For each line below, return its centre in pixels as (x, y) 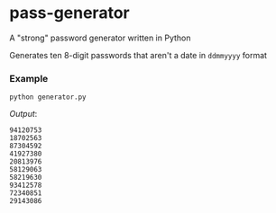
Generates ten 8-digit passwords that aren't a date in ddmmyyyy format (138, 55)
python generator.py (48, 97)
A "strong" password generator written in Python (100, 38)
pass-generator (69, 13)
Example (29, 78)
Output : (23, 114)
